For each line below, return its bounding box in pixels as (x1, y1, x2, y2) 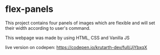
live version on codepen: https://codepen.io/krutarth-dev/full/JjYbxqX (5, 44, 148, 50)
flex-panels (5, 3, 53, 15)
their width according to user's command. (5, 25, 91, 31)
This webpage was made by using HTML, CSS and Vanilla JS (5, 35, 130, 41)
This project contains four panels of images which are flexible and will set (5, 20, 155, 26)
